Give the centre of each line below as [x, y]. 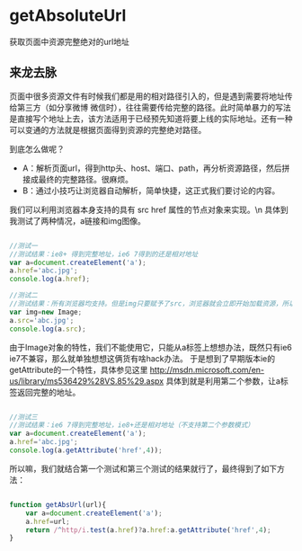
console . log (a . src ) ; [48, 329]
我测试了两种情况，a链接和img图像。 [78, 220]
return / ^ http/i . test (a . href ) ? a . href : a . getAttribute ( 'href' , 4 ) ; [148, 530]
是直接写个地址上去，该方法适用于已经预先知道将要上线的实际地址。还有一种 [151, 119]
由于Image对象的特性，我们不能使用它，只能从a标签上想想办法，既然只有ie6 [151, 347]
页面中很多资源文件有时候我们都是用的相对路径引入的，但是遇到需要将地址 [147, 96]
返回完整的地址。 [49, 392]
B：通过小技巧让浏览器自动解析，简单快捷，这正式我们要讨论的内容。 [151, 191]
